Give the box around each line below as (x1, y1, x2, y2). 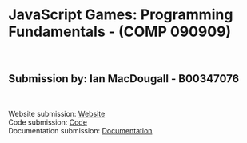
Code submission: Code (8, 117, 88, 127)
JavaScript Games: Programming (8, 6, 233, 24)
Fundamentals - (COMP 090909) (8, 22, 232, 41)
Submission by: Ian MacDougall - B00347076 (8, 72, 240, 85)
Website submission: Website (8, 109, 106, 118)
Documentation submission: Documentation (8, 125, 153, 135)
